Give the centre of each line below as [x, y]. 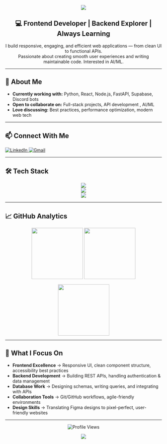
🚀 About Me [24, 82]
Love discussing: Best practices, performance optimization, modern [83, 110]
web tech [22, 115]
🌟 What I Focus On [34, 353]
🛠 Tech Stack [27, 171]
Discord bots [25, 99]
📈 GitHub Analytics [36, 216]
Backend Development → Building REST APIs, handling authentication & [86, 375]
